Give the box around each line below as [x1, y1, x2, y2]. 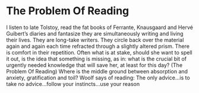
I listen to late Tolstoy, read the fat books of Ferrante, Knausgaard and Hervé [6, 24, 193, 31]
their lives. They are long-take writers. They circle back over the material [6, 36, 184, 43]
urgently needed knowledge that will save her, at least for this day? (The [6, 61, 183, 69]
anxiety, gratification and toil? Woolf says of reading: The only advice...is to [6, 74, 190, 81]
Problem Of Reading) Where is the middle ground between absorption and [6, 68, 188, 75]
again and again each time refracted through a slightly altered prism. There [6, 43, 190, 50]
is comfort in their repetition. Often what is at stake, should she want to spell [6, 49, 192, 56]
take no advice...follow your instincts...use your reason [6, 80, 140, 87]
